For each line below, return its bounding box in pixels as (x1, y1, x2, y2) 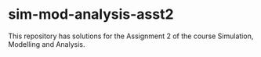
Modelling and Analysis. (8, 39, 85, 48)
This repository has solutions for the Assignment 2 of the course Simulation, (8, 31, 254, 41)
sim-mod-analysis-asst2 (8, 5, 174, 23)
